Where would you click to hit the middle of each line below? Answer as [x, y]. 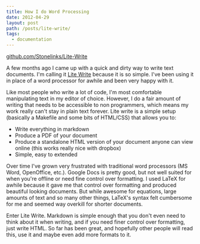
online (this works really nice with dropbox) [68, 148]
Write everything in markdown [52, 129]
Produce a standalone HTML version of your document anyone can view [104, 142]
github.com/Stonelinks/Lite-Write [47, 56]
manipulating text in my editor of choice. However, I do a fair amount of [93, 98]
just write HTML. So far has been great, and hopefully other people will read [99, 228]
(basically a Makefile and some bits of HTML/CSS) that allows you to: [91, 118]
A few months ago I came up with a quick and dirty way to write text [90, 68]
